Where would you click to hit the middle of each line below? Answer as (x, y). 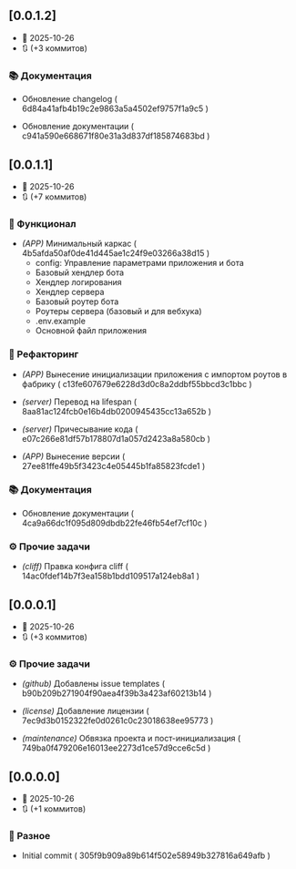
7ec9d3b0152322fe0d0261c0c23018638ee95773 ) (117, 721)
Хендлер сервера (70, 292)
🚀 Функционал (42, 223)
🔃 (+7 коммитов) (54, 197)
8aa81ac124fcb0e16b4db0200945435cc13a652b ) (116, 411)
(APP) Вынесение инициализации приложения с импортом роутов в (154, 374)
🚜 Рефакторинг (44, 354)
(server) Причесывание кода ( (80, 429)
